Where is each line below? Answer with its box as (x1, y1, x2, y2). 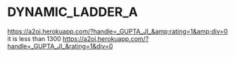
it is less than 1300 (7, 34, 61, 42)
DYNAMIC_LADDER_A (7, 4, 139, 20)
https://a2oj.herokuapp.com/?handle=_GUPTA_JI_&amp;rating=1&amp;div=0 (7, 27, 229, 35)
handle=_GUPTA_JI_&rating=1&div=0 (7, 42, 113, 50)
